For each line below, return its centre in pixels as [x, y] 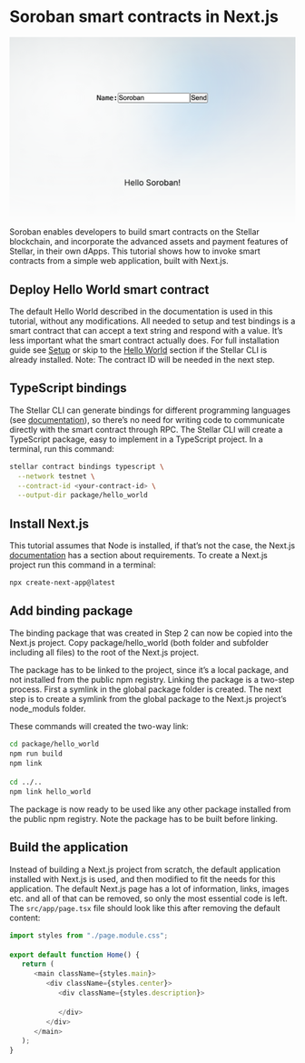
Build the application [69, 847]
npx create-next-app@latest [63, 583]
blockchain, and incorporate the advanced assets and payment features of [149, 242]
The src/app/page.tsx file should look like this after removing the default [145, 908]
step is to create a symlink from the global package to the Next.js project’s [148, 698]
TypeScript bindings [68, 388]
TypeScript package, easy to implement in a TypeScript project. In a [136, 439]
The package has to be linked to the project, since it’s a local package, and [149, 669]
